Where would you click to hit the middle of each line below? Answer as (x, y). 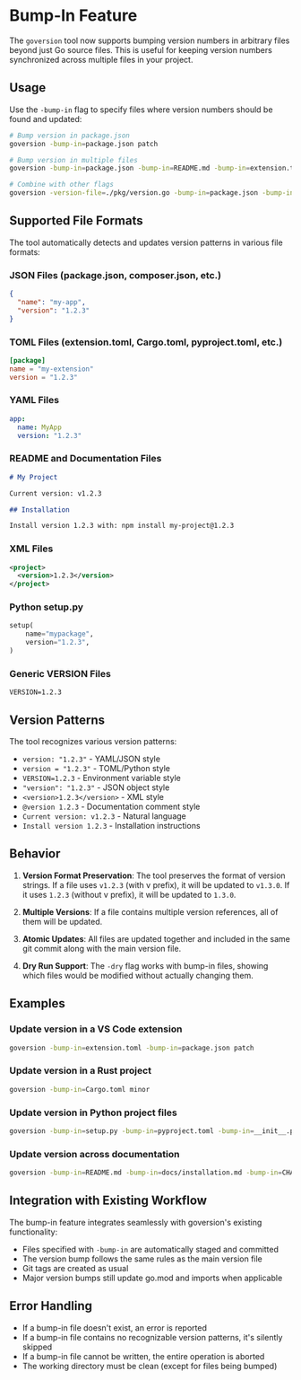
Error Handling (51, 1306)
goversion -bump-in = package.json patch (84, 144)
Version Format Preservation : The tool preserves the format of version (154, 875)
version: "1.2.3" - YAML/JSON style (91, 759)
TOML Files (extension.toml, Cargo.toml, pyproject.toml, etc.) (146, 342)
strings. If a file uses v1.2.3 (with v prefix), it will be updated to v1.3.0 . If (156, 884)
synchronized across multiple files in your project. (101, 59)
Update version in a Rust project (81, 1071)
